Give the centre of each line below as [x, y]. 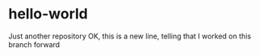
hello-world [48, 14]
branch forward [34, 44]
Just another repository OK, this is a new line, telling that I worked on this [130, 36]
